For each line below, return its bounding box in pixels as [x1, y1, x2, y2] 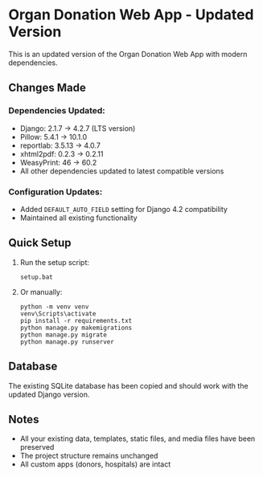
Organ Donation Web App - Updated [8, 6, 255, 24]
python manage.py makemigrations [19, 324, 133, 332]
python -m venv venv [19, 303, 89, 311]
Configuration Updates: [8, 186, 103, 198]
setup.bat [19, 273, 54, 281]
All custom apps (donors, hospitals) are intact [19, 459, 171, 469]
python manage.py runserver [19, 337, 114, 346]
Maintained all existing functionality [19, 213, 138, 222]
